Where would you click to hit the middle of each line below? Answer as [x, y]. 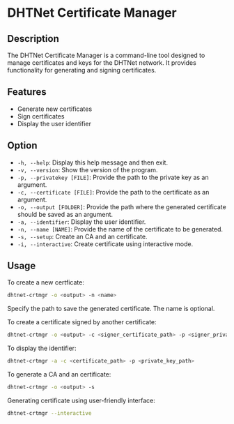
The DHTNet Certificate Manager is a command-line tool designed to [106, 55]
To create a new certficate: [46, 282]
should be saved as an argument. [65, 214]
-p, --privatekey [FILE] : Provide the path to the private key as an [113, 177]
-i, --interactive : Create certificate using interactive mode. [105, 244]
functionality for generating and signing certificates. [82, 70]
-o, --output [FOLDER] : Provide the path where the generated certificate [122, 206]
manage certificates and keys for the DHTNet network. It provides [102, 63]
